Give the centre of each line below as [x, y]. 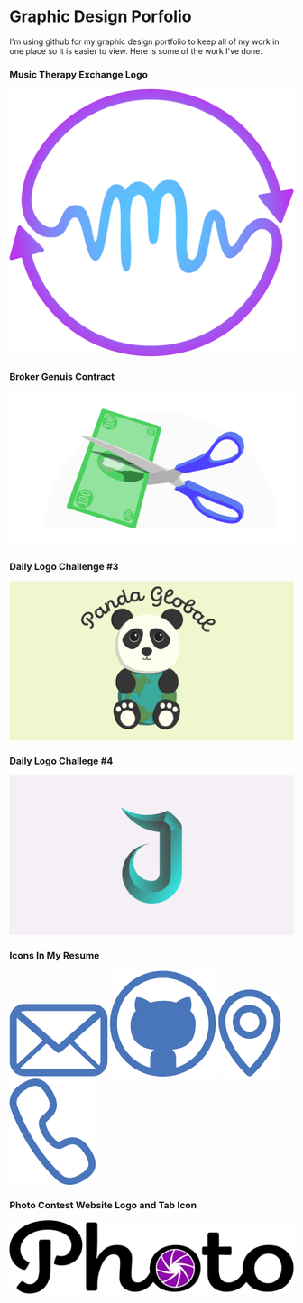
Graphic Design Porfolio [101, 17]
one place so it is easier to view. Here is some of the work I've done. [136, 50]
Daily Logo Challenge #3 [64, 566]
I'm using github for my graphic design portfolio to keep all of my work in [144, 41]
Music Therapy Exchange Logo [79, 74]
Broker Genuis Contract [62, 377]
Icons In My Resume [55, 956]
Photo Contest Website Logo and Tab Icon [103, 1206]
